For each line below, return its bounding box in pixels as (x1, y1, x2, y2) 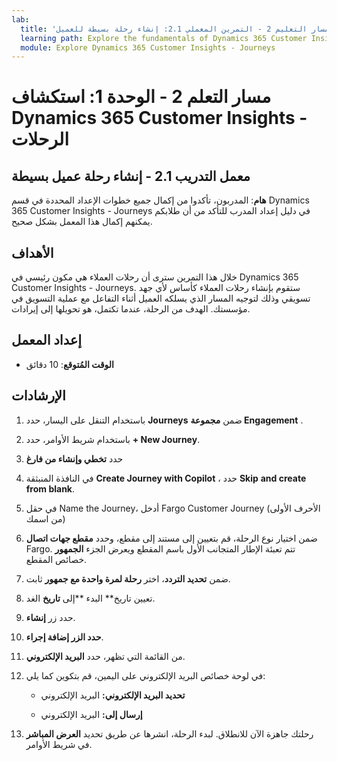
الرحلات (11, 128, 70, 151)
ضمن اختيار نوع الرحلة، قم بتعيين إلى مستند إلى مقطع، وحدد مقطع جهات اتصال (25, 532, 318, 544)
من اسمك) (25, 512, 66, 525)
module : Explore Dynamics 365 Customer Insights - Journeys (20, 42, 276, 53)
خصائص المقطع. (25, 553, 88, 565)
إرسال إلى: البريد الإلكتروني (40, 708, 143, 720)
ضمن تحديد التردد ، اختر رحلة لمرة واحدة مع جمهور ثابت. (25, 572, 231, 585)
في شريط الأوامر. (25, 738, 93, 750)
